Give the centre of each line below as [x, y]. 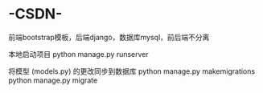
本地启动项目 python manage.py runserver [78, 54]
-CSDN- [35, 14]
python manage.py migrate [53, 80]
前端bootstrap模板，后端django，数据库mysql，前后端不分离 [109, 37]
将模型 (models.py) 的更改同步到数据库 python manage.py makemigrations [132, 71]
